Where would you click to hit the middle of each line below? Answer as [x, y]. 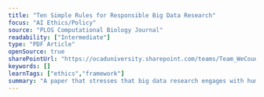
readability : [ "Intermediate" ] [59, 37]
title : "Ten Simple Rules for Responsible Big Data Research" [112, 15]
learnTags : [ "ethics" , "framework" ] [66, 74]
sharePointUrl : [33, 59]
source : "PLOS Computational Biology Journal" [86, 30]
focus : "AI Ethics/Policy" [52, 23]
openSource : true [37, 52]
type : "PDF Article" [42, 45]
